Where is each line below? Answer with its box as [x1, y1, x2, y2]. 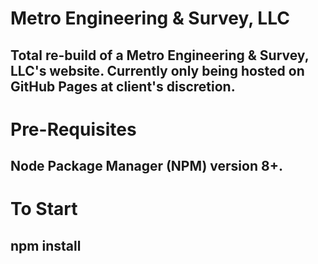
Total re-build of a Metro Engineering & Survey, [10, 47, 310, 64]
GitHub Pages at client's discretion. [10, 78, 236, 95]
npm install [10, 237, 82, 254]
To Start [10, 198, 78, 221]
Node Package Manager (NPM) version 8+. [10, 158, 283, 175]
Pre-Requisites [10, 118, 137, 141]
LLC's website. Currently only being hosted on [10, 62, 305, 79]
